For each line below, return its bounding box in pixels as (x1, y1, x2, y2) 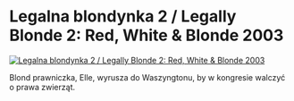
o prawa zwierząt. (9, 81, 76, 92)
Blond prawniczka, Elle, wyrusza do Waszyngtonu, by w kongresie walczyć (9, 72, 286, 82)
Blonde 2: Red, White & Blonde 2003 (9, 25, 284, 46)
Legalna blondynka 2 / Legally (9, 6, 237, 27)
